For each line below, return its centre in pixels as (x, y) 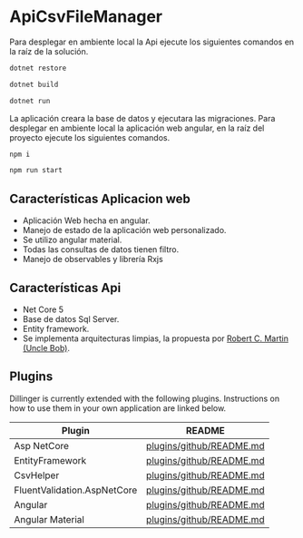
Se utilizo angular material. (72, 240)
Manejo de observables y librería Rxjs (93, 259)
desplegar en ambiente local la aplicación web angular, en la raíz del (137, 128)
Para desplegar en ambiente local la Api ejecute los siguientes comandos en (152, 42)
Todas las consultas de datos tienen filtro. (101, 249)
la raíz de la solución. (49, 51)
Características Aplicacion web (100, 198)
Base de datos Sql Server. (71, 318)
